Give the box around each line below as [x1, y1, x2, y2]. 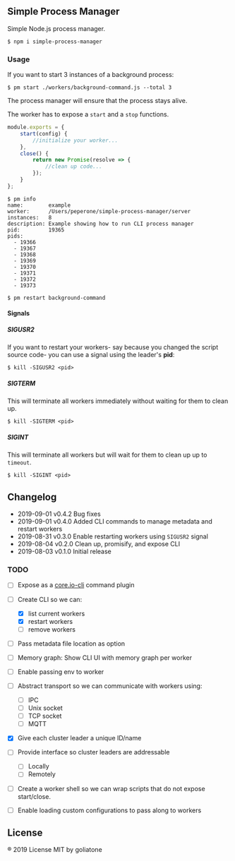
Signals [7, 309, 30, 318]
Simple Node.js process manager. [7, 24, 106, 32]
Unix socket [28, 704, 64, 712]
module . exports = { [7, 124, 65, 131]
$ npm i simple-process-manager [7, 38, 102, 45]
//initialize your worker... [32, 137, 119, 144]
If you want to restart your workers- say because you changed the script [7, 343, 219, 351]
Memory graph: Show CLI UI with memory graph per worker [17, 653, 193, 662]
